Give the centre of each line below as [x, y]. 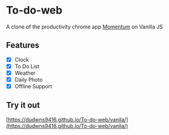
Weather [25, 73]
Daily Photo [29, 79]
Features [23, 45]
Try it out [23, 105]
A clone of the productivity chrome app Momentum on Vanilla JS [84, 27]
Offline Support [33, 86]
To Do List [27, 66]
